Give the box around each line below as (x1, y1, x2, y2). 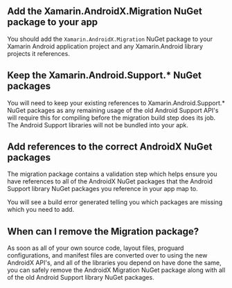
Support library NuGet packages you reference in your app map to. (7, 185, 199, 193)
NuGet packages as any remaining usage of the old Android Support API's (7, 106, 219, 114)
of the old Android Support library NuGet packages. (7, 273, 154, 282)
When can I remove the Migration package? (7, 225, 199, 237)
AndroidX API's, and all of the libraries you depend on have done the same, (7, 259, 222, 267)
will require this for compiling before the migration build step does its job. (7, 114, 216, 122)
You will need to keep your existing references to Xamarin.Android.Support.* (7, 98, 225, 107)
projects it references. (7, 49, 71, 57)
